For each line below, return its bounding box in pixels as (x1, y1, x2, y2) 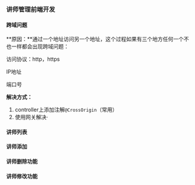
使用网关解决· (14, 114, 48, 121)
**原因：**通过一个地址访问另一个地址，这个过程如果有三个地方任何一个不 (6, 36, 190, 43)
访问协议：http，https (6, 55, 60, 63)
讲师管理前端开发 (6, 5, 55, 13)
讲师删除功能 (6, 158, 38, 165)
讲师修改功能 (6, 173, 38, 180)
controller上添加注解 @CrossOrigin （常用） (14, 106, 118, 114)
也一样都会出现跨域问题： (6, 43, 69, 50)
